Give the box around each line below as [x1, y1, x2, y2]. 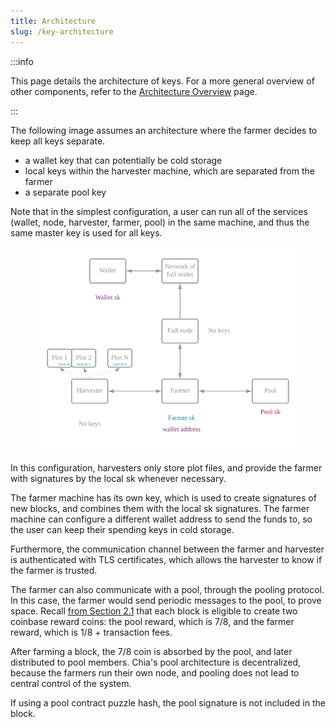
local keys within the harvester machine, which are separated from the [24, 165, 315, 177]
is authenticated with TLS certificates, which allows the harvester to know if [10, 553, 323, 565]
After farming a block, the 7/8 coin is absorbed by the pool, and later [10, 645, 293, 657]
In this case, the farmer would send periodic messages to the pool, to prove [10, 594, 322, 606]
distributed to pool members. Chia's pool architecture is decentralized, [10, 656, 302, 668]
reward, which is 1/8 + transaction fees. [10, 626, 173, 638]
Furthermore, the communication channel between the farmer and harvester [10, 543, 325, 555]
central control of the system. [10, 677, 132, 689]
